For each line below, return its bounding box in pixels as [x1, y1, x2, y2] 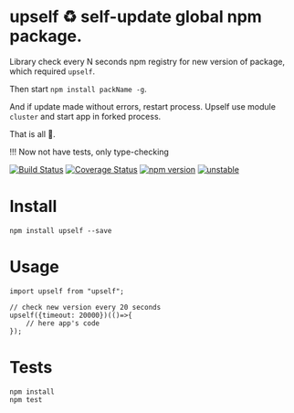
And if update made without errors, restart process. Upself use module [9, 101, 277, 111]
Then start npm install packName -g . [9, 83, 148, 94]
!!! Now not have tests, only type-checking [9, 146, 169, 157]
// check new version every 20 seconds [9, 302, 162, 312]
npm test [9, 395, 43, 404]
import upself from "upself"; [9, 286, 125, 296]
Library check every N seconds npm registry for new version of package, [9, 56, 286, 67]
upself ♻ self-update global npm [9, 6, 262, 27]
